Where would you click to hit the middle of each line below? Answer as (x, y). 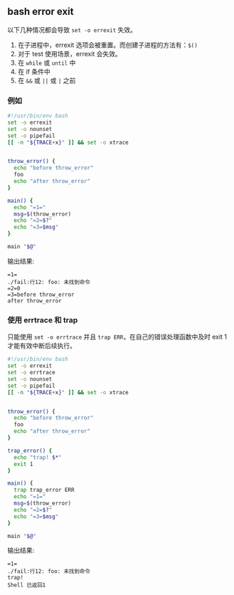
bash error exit (41, 12)
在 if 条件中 (34, 71)
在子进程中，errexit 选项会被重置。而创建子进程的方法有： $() (107, 45)
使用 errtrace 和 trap (43, 320)
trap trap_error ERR (44, 490)
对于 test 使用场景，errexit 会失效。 (70, 53)
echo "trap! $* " (38, 457)
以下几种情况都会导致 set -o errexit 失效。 (72, 30)
